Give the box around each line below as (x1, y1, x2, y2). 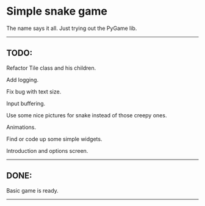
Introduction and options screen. (6, 147, 88, 154)
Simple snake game (6, 4, 108, 18)
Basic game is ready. (6, 186, 59, 194)
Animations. (6, 123, 37, 131)
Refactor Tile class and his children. (6, 64, 96, 72)
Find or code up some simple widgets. (6, 135, 103, 142)
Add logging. (6, 76, 38, 83)
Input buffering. (6, 100, 46, 107)
